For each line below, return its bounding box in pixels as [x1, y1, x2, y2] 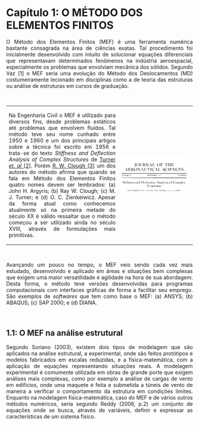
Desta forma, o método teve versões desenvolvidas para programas [6, 280, 193, 287]
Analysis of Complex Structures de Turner [8, 156, 116, 163]
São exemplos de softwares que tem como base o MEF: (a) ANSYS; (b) [6, 293, 193, 300]
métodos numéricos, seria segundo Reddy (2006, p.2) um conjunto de [6, 401, 193, 407]
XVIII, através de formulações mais [8, 225, 116, 232]
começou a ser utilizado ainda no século [8, 218, 116, 226]
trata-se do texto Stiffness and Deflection [8, 149, 116, 157]
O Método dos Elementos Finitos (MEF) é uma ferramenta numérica [6, 38, 193, 45]
